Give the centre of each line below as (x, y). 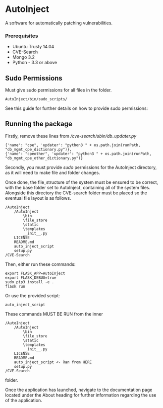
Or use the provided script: (33, 295)
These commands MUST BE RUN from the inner (54, 314)
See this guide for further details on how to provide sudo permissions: (77, 108)
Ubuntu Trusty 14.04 (33, 47)
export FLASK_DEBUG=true (31, 278)
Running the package (39, 124)
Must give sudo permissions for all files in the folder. (58, 90)
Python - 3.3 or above (35, 63)
